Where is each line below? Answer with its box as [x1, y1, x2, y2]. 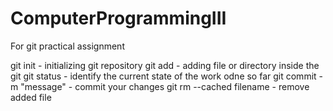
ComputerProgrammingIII [10, 7, 227, 30]
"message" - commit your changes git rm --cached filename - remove [20, 80, 310, 92]
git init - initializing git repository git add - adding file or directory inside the [10, 59, 320, 71]
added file [10, 91, 52, 103]
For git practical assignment [10, 40, 125, 52]
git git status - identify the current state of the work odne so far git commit [10, 70, 317, 82]
